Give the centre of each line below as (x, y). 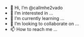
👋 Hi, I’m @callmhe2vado (36, 8)
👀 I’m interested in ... (32, 13)
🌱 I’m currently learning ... (37, 18)
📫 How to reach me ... (34, 29)
